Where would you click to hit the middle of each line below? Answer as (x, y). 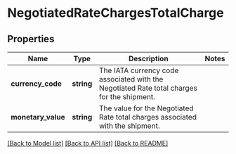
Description (149, 59)
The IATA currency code (139, 70)
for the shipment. (127, 97)
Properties (31, 39)
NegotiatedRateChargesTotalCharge (116, 13)
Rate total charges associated (147, 117)
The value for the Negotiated (146, 108)
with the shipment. (129, 126)
